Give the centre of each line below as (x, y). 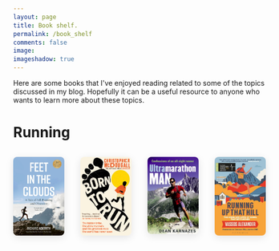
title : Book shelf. (46, 25)
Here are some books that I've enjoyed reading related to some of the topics (139, 83)
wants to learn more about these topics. (79, 100)
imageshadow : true (44, 59)
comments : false (40, 43)
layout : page (35, 17)
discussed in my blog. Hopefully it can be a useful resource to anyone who (136, 91)
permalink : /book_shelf (53, 34)
